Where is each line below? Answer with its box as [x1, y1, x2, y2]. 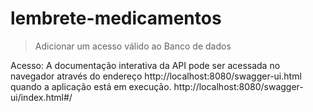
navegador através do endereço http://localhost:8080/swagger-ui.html [10, 70, 302, 82]
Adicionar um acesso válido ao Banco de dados [34, 40, 232, 52]
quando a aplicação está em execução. [10, 80, 172, 92]
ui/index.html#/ [10, 91, 73, 103]
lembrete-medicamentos [10, 7, 222, 30]
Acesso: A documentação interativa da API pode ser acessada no [10, 59, 281, 71]
